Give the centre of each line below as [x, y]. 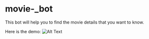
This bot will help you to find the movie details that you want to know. [74, 22]
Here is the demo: [23, 31]
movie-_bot [29, 9]
